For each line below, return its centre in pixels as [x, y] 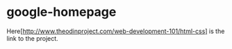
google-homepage [61, 12]
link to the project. [32, 38]
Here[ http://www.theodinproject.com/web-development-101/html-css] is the [116, 31]
